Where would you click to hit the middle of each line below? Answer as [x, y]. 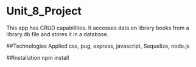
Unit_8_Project [44, 11]
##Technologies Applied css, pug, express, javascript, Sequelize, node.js [98, 46]
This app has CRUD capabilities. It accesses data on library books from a [98, 28]
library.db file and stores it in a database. [58, 34]
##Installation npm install [38, 57]
